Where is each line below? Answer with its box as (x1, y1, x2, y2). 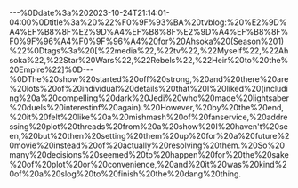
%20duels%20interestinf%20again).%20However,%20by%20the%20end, (9, 102, 285, 112)
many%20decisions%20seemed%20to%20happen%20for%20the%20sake (9, 150, 289, 159)
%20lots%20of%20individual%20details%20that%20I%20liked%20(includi (9, 84, 289, 94)
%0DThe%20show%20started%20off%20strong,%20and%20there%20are (9, 74, 289, 84)
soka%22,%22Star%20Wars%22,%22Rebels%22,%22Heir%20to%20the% (9, 55, 289, 65)
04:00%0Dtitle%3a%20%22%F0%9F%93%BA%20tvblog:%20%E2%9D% (9, 17, 287, 28)
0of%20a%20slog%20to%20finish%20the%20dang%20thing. (9, 168, 242, 179)
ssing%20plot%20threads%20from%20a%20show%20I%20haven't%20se (9, 121, 289, 132)
